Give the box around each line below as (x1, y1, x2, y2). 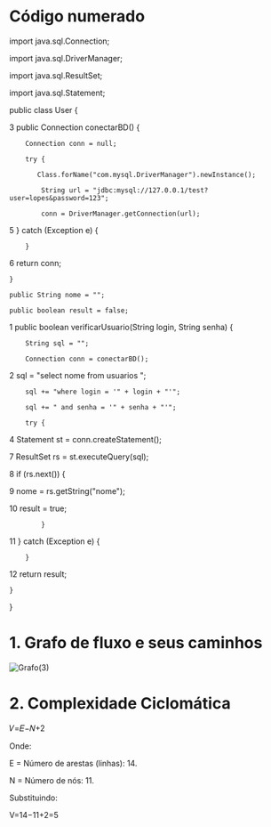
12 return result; (9, 568, 68, 580)
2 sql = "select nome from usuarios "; (9, 369, 147, 380)
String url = (41, 185, 90, 195)
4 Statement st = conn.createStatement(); (9, 434, 162, 444)
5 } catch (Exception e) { (9, 224, 99, 235)
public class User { (9, 104, 78, 115)
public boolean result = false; (9, 305, 129, 315)
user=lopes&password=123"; (9, 193, 109, 202)
